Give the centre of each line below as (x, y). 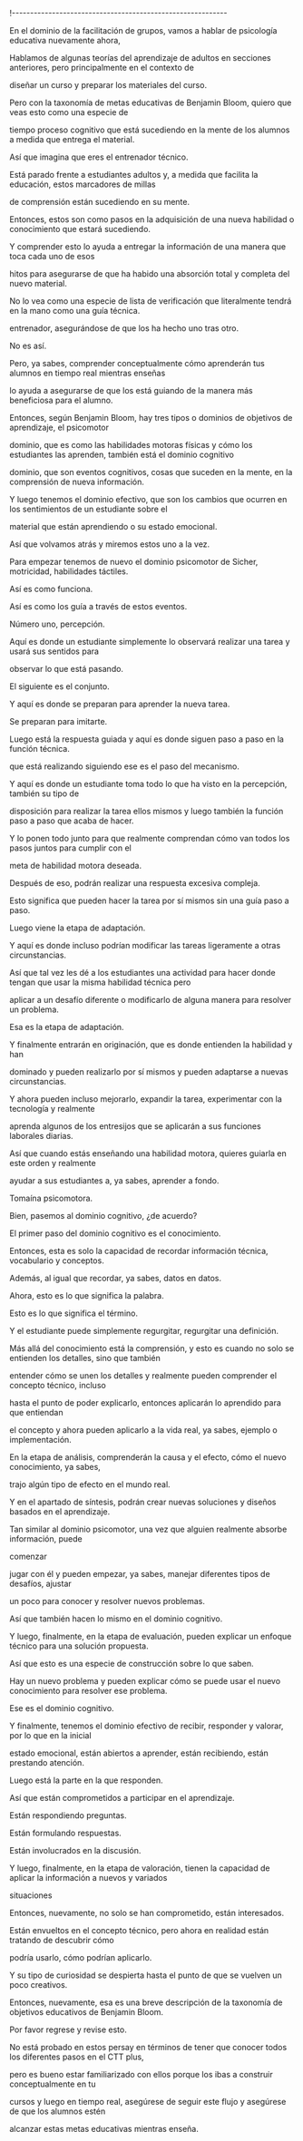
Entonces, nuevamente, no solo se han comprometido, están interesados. (147, 1913)
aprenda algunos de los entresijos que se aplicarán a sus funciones (135, 1126)
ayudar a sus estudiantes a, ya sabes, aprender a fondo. (114, 1181)
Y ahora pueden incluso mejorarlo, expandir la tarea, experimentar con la (146, 1099)
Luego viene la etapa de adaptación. (78, 928)
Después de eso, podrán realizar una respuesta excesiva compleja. (135, 883)
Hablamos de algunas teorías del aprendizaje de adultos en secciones (140, 58)
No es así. (28, 345)
